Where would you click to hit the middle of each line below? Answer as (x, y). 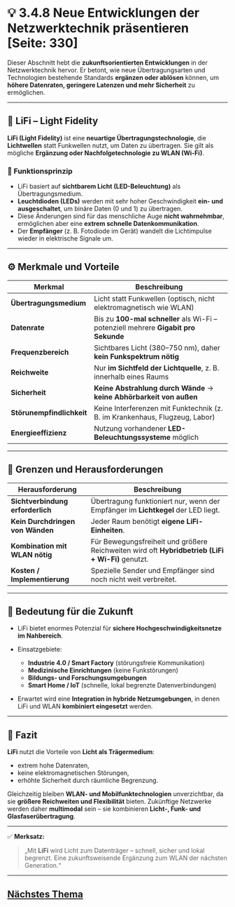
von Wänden (32, 530)
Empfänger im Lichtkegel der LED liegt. (155, 510)
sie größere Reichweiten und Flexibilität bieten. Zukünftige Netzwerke (109, 802)
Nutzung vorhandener (130, 428)
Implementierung (40, 579)
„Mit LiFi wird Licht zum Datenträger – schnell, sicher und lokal (114, 851)
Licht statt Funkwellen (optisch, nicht (154, 298)
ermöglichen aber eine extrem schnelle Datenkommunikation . (108, 224)
